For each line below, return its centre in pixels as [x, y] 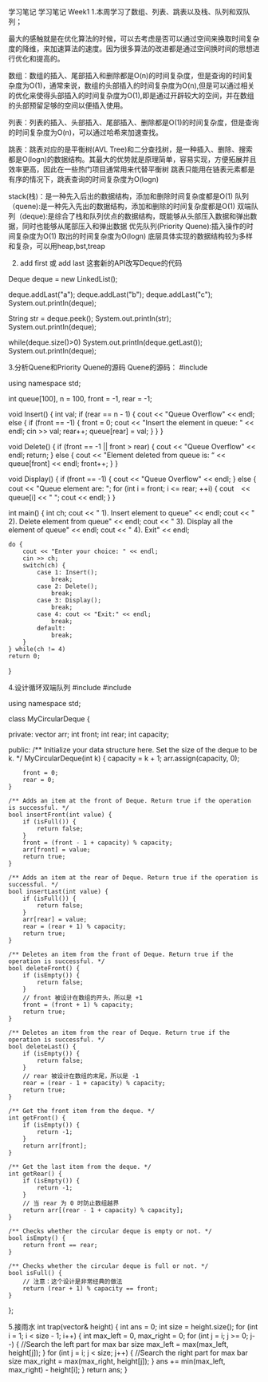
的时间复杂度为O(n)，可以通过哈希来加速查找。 [86, 132]
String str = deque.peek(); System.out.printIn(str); [90, 318]
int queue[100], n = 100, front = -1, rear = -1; [81, 399]
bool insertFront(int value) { [60, 815]
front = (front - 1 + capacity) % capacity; [98, 843]
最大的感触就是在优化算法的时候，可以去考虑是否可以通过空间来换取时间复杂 [134, 39]
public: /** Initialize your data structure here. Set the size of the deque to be [133, 750]
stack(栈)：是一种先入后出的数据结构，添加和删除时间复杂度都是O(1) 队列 [129, 196]
